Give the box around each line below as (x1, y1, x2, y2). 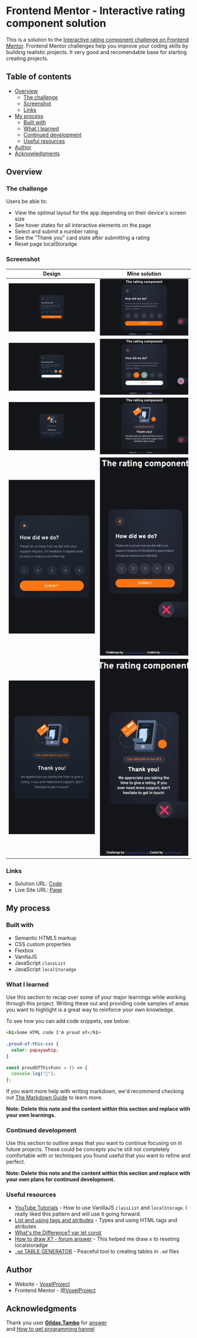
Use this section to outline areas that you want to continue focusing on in (6, 1139, 183, 1147)
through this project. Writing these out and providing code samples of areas (6, 1000, 189, 1006)
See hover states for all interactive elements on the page (14, 222, 151, 229)
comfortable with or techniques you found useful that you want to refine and (6, 1152, 191, 1159)
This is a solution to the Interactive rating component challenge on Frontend (6, 36, 189, 43)
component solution (6, 16, 107, 30)
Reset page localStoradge (14, 240, 77, 247)
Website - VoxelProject (14, 1280, 70, 1287)
